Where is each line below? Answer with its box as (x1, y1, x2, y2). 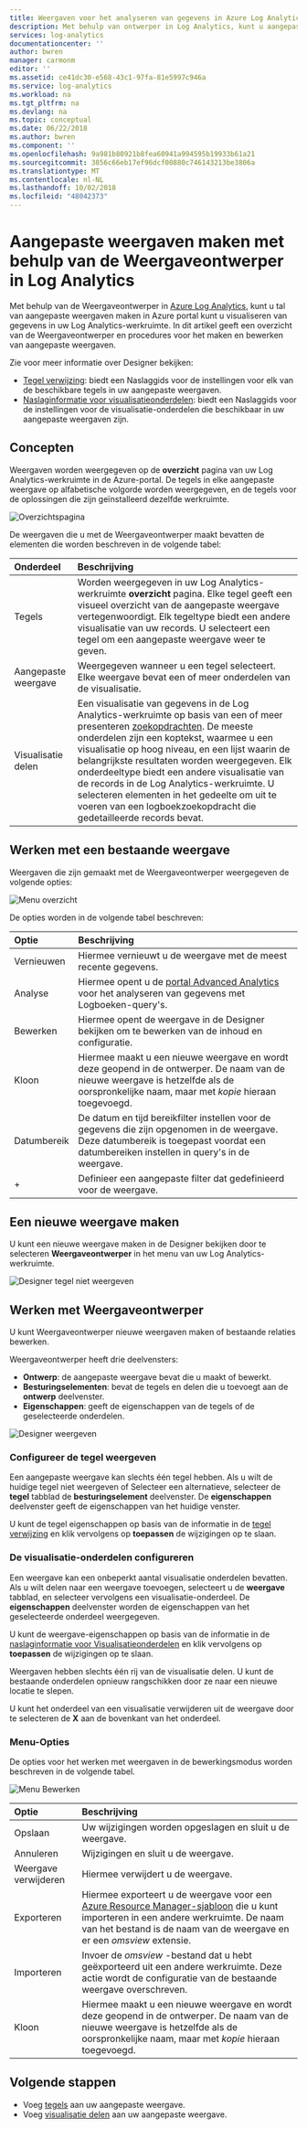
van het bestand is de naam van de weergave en (81, 1922, 290, 1935)
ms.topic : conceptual (9, 115, 92, 124)
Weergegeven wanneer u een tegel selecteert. (77, 659, 276, 672)
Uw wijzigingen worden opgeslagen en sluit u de (81, 1821, 291, 1834)
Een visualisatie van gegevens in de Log (77, 697, 249, 710)
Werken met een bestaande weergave (9, 842, 230, 858)
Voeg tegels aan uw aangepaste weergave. (22, 2099, 185, 2110)
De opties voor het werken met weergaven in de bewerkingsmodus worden (9, 1757, 292, 1768)
